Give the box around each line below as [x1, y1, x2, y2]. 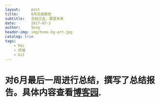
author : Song [5, 25, 40, 30]
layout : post [5, 7, 40, 12]
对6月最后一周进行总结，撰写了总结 [5, 75, 147, 85]
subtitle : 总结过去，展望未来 [5, 16, 64, 21]
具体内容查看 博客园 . [22, 87, 102, 98]
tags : [5, 39, 16, 44]
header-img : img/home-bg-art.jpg [5, 30, 73, 34]
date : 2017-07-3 [5, 20, 51, 26]
